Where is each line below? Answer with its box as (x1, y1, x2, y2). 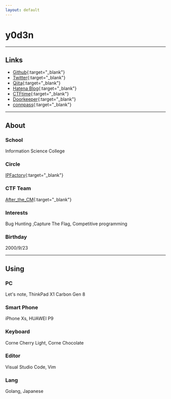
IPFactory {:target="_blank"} (5, 172, 64, 178)
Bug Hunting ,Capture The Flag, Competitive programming (5, 221, 127, 227)
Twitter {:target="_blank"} (12, 75, 66, 81)
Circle (5, 161, 20, 168)
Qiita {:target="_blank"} (12, 80, 61, 86)
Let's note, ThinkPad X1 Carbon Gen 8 (5, 291, 85, 297)
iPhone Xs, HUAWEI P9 (5, 316, 54, 322)
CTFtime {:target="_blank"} (12, 91, 69, 97)
